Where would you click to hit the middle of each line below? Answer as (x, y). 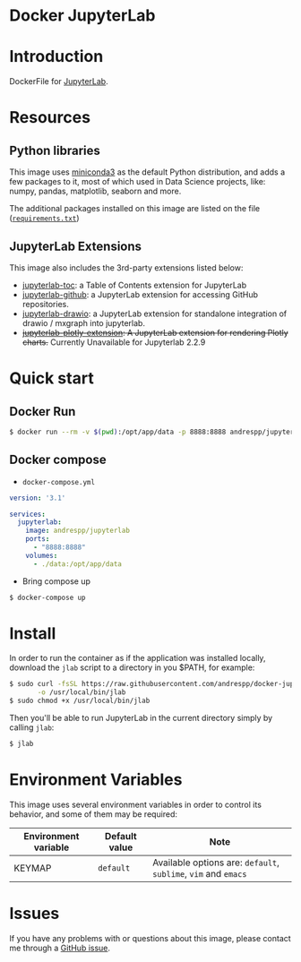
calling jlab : (32, 727)
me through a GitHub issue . (60, 948)
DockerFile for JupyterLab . (59, 82)
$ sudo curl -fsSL (43, 684)
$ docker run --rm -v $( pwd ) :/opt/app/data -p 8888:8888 (118, 432)
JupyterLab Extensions (75, 246)
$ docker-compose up (48, 597)
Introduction (56, 57)
